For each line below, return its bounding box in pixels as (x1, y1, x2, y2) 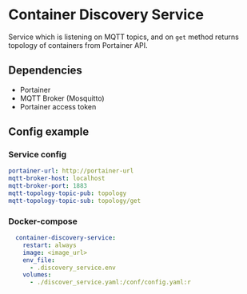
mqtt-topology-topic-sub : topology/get (8, 197, 141, 205)
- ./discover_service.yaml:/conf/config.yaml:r (29, 278, 192, 287)
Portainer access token (19, 101, 97, 111)
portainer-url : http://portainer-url (8, 167, 134, 175)
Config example (8, 125, 90, 139)
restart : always (22, 241, 78, 249)
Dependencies (8, 64, 82, 77)
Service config (8, 149, 67, 161)
